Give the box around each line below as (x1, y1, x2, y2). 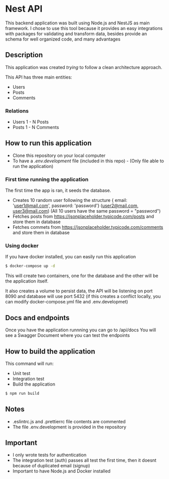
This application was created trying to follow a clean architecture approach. (5, 64, 162, 70)
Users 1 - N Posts (12, 119, 49, 125)
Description (5, 51, 43, 59)
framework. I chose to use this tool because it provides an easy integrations (5, 25, 163, 31)
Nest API (5, 3, 43, 15)
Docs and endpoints (5, 313, 70, 322)
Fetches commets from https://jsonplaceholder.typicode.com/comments (12, 224, 163, 230)
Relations (5, 107, 29, 114)
